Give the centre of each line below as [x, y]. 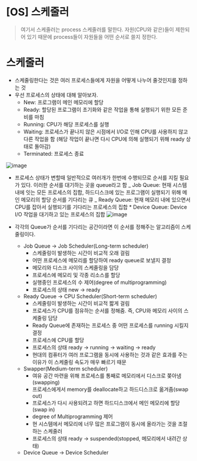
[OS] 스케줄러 [38, 12]
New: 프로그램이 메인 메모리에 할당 [64, 102]
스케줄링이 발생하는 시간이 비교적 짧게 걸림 [81, 303]
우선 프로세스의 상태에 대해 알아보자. [56, 95]
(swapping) [46, 382]
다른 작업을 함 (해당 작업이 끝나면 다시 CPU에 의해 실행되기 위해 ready [104, 139]
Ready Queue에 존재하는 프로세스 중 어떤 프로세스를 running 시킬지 [110, 325]
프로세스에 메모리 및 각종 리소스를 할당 [76, 275]
